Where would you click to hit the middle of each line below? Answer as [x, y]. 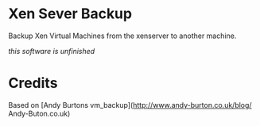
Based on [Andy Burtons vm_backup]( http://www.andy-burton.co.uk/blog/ [130, 105]
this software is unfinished [52, 51]
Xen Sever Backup [70, 14]
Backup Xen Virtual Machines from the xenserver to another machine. [122, 36]
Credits [33, 83]
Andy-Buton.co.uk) [39, 113]
